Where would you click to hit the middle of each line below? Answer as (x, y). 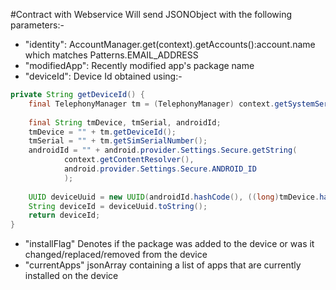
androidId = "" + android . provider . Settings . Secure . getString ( (163, 150)
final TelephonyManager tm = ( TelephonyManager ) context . (151, 104)
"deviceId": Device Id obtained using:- (103, 76)
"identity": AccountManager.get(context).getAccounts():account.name (170, 44)
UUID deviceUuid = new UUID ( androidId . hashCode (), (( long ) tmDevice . (174, 197)
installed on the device (71, 276)
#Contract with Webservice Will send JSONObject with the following (151, 14)
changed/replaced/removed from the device (116, 255)
